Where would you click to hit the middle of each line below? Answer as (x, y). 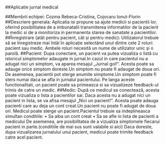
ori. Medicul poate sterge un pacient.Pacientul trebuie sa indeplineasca (78, 111)
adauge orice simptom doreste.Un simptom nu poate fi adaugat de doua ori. (82, 69)
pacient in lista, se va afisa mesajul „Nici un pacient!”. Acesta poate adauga (82, 100)
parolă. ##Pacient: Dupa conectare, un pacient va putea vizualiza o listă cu (82, 53)
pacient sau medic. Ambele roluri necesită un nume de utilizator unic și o (79, 48)
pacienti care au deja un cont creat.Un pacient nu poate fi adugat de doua (81, 106)
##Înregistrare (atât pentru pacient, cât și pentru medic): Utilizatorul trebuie (82, 37)
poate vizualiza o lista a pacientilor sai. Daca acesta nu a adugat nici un (78, 95)
